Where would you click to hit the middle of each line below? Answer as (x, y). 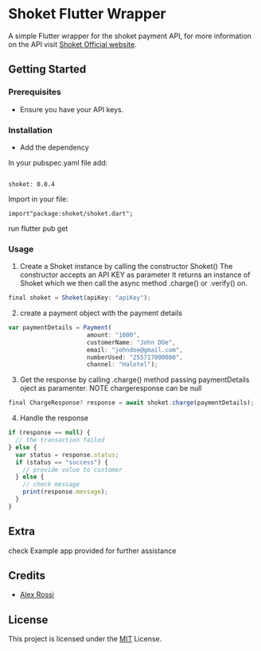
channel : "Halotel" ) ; (122, 364)
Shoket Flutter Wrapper (87, 14)
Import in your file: (39, 199)
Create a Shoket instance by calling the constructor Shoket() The (126, 267)
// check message (51, 485)
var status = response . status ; (67, 454)
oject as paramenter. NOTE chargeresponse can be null (111, 388)
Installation (31, 130)
